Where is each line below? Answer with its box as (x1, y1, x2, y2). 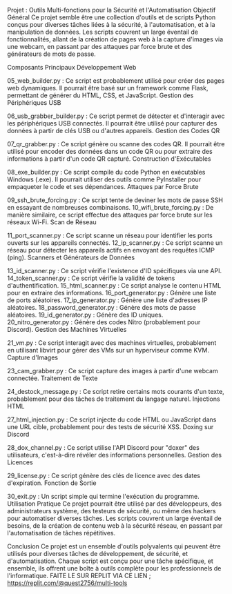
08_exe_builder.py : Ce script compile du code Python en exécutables (7, 168, 206, 176)
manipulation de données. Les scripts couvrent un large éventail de (7, 28, 199, 36)
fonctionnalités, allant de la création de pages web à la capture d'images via (7, 35, 224, 43)
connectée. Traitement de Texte (7, 374, 98, 382)
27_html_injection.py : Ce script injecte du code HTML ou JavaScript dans (7, 415, 217, 424)
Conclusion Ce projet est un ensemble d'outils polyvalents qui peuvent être (7, 542, 221, 551)
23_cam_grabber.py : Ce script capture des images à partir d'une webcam (7, 367, 219, 375)
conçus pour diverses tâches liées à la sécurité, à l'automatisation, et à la (7, 21, 215, 28)
